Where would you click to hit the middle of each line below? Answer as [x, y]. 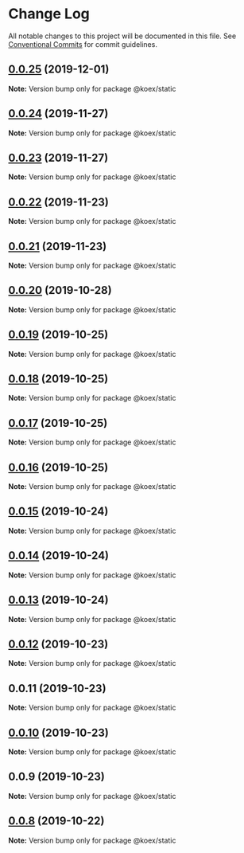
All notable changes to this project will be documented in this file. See [122, 36]
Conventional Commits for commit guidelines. [83, 44]
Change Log [49, 14]
